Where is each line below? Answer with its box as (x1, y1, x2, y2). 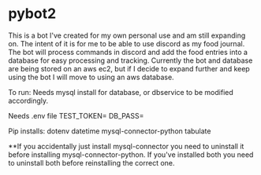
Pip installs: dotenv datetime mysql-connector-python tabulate (8, 126, 211, 136)
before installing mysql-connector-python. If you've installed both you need (8, 150, 254, 159)
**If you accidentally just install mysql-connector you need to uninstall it (8, 141, 244, 151)
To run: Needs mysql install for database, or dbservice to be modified (8, 87, 234, 97)
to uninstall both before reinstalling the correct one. (8, 158, 175, 167)
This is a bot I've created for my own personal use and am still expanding (8, 31, 246, 40)
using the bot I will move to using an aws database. (8, 72, 175, 82)
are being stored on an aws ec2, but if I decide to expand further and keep (8, 64, 250, 73)
